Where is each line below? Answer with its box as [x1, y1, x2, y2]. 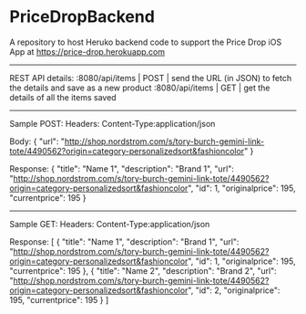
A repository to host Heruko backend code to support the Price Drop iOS [9, 37, 282, 47]
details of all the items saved [9, 91, 117, 102]
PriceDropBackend [9, 6, 155, 27]
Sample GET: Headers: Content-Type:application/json [9, 218, 210, 229]
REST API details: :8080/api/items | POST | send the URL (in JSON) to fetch [9, 72, 292, 83]
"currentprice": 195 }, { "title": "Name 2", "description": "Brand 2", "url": [9, 265, 278, 276]
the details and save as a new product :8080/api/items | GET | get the [9, 82, 270, 93]
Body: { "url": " [9, 135, 66, 147]
